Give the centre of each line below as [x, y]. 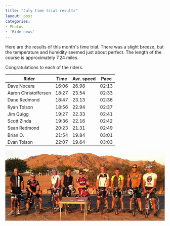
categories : [18, 21]
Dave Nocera [21, 86]
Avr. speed [84, 79]
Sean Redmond [23, 128]
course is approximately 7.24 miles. [42, 58]
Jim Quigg [18, 114]
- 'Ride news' [20, 32]
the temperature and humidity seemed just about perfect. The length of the [83, 52]
